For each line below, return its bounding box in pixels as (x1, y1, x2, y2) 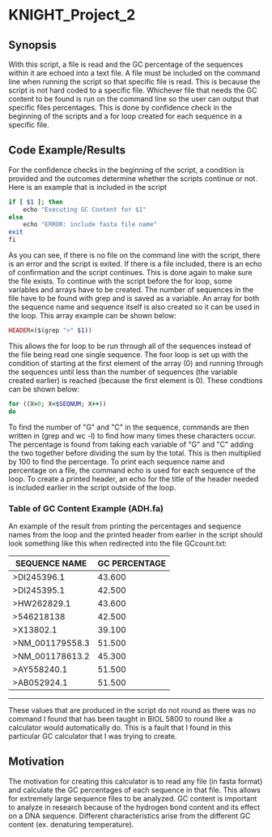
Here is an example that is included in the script (8, 182, 168, 192)
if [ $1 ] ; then (8, 197, 63, 206)
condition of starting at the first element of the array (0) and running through (8, 358, 263, 368)
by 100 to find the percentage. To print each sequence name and (8, 456, 225, 466)
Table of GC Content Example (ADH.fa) (8, 503, 164, 514)
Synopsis (8, 38, 57, 52)
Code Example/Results (8, 144, 126, 157)
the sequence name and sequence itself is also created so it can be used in (8, 302, 261, 312)
